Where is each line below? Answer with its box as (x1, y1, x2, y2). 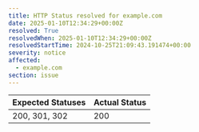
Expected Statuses (12, 97, 86, 108)
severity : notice (8, 49, 66, 57)
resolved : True (8, 26, 59, 34)
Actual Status (93, 97, 146, 108)
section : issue (8, 71, 59, 79)
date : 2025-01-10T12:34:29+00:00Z (8, 19, 124, 27)
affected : (8, 57, 42, 65)
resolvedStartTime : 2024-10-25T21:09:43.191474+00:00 (8, 42, 192, 50)
